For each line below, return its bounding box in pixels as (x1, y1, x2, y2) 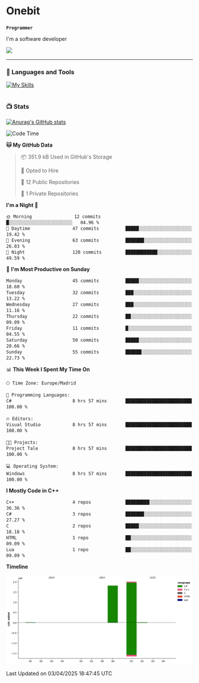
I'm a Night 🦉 (6, 201, 38, 208)
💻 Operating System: (6, 463, 59, 469)
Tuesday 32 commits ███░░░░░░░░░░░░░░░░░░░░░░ (6, 290, 192, 296)
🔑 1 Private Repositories (20, 190, 79, 197)
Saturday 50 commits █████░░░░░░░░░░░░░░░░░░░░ (6, 337, 192, 343)
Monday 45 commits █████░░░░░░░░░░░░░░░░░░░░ (6, 278, 192, 284)
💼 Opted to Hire (20, 167, 59, 174)
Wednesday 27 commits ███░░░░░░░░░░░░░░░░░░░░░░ (6, 301, 192, 307)
